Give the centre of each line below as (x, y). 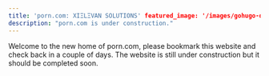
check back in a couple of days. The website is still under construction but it (134, 54)
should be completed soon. (53, 63)
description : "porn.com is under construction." (91, 23)
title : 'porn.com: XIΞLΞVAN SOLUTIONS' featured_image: (103, 16)
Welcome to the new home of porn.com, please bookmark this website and (132, 46)
